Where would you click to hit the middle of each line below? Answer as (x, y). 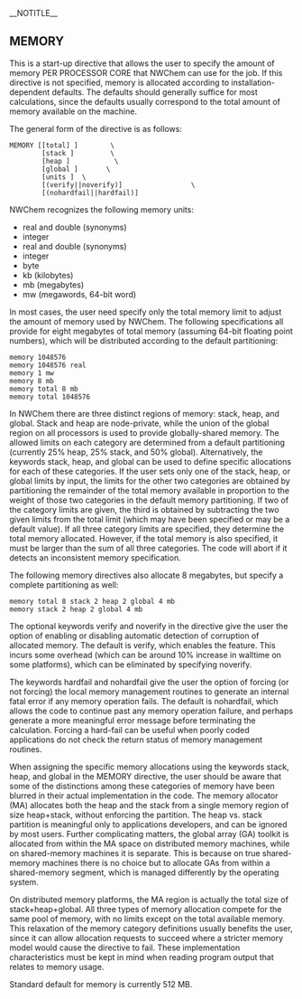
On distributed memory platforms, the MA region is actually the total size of (149, 900)
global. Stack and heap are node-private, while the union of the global (139, 423)
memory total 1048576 (50, 397)
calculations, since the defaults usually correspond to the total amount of (145, 101)
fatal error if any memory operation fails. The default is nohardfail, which (144, 701)
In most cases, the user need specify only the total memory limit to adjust (146, 312)
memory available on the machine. (73, 111)
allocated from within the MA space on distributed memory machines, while (150, 843)
